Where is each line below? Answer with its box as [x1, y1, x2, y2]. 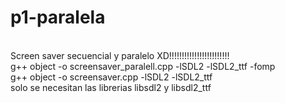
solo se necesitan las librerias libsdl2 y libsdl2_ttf [10, 81, 212, 93]
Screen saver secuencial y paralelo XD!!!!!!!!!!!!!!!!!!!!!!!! [10, 49, 230, 61]
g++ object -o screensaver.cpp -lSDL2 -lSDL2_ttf [10, 71, 213, 83]
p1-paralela [10, 6, 106, 29]
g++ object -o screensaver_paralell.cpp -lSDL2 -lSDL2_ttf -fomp [10, 60, 276, 72]
